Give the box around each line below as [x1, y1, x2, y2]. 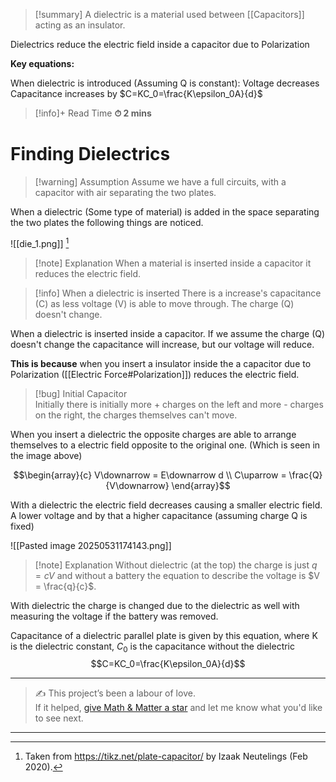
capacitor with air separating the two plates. [34, 186, 217, 198]
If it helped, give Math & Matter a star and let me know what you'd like [34, 702, 323, 714]
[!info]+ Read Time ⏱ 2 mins [34, 107, 152, 119]
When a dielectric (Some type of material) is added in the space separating [10, 205, 320, 218]
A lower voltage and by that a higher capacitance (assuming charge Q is [10, 509, 308, 521]
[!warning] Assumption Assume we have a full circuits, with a [34, 175, 287, 188]
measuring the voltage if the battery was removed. [10, 610, 219, 622]
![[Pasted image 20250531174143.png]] [10, 539, 172, 551]
